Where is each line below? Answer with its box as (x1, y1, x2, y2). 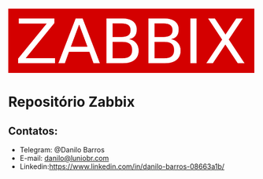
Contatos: (8, 124, 58, 137)
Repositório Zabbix (8, 93, 135, 111)
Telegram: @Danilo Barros (19, 145, 105, 154)
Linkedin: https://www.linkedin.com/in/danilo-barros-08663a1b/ (19, 162, 225, 171)
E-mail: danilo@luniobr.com (19, 154, 109, 163)
